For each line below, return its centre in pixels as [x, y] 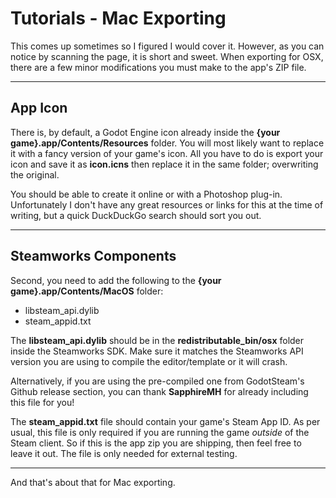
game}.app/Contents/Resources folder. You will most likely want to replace [167, 143]
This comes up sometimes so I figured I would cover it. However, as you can [167, 46]
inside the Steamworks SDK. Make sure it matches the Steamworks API [157, 351]
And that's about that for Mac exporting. [93, 482]
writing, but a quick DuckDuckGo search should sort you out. [136, 215]
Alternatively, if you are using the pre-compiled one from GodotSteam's [157, 381]
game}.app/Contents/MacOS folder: [87, 291]
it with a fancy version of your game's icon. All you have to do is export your [167, 153]
